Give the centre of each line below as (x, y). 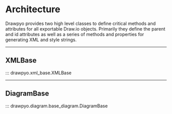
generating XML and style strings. (41, 40)
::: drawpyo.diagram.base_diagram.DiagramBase (57, 106)
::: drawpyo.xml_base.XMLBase (38, 73)
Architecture (33, 9)
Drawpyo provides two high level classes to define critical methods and (81, 23)
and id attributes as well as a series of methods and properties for (75, 34)
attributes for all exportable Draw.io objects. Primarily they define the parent (85, 28)
